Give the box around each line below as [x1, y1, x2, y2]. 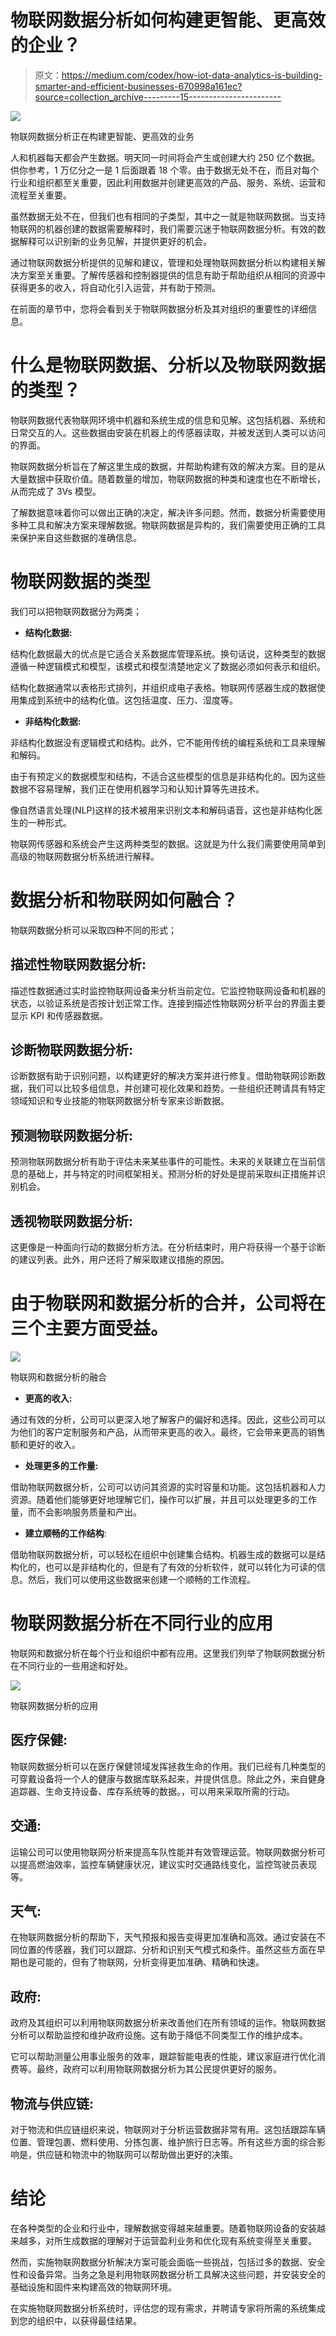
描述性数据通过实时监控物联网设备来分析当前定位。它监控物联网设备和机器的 [10, 984, 326, 996]
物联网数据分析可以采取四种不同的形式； [10, 924, 177, 936]
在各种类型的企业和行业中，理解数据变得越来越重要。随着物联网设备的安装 [10, 2222, 317, 2234]
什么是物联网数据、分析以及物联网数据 [10, 354, 327, 377]
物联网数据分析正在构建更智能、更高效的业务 [10, 130, 195, 142]
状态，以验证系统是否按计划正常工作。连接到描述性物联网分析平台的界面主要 [10, 997, 326, 1009]
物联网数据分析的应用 [10, 1699, 98, 1711]
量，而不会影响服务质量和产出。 [10, 1506, 142, 1518]
